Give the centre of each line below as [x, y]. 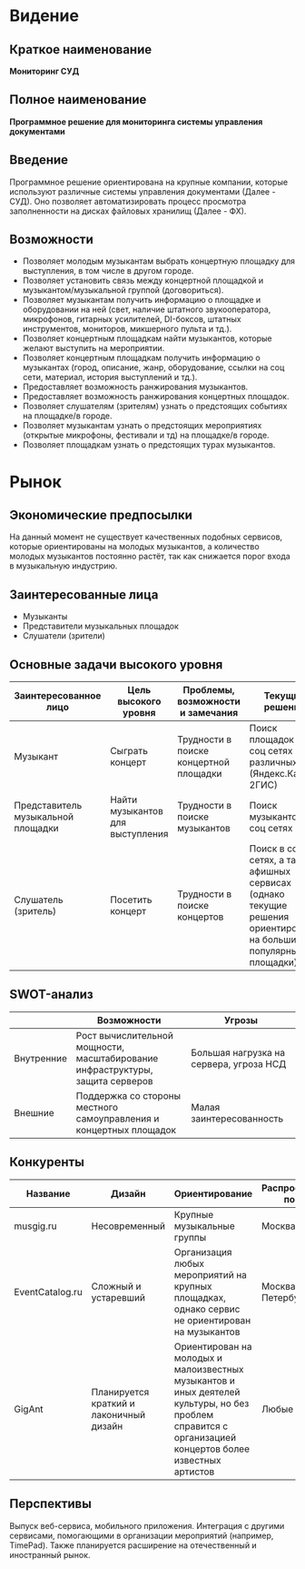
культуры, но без [212, 1403]
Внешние [34, 1112]
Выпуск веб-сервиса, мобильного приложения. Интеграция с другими [147, 1525]
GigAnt [29, 1409]
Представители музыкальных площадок [101, 626]
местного [97, 1107]
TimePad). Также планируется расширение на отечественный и [133, 1545]
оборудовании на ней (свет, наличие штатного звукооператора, [147, 309]
